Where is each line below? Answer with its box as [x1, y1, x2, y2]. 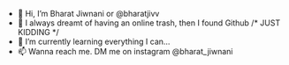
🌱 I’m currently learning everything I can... [17, 36, 171, 47]
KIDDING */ [17, 27, 59, 37]
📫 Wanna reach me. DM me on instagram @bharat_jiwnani [17, 47, 233, 56]
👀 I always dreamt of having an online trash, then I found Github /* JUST [17, 18, 281, 28]
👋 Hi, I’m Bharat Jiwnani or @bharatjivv [17, 9, 160, 18]
